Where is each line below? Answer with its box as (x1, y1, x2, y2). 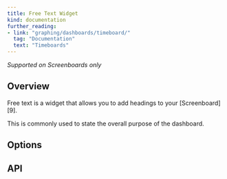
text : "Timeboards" (13, 42, 69, 49)
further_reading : (7, 23, 57, 29)
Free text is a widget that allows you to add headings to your (7, 99, 178, 107)
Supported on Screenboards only (7, 61, 102, 69)
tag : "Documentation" (13, 36, 76, 43)
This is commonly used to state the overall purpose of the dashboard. (7, 119, 204, 128)
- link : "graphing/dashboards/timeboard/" (7, 29, 131, 36)
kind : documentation (7, 16, 67, 23)
